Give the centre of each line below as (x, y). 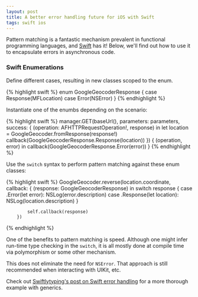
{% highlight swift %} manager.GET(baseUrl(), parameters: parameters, (93, 121)
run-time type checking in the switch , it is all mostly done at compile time (95, 245)
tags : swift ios (26, 23)
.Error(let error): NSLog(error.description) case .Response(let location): (92, 194)
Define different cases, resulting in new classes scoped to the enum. (90, 80)
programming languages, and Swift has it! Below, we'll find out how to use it (98, 46)
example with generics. (35, 288)
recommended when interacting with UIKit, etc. (64, 270)
